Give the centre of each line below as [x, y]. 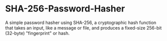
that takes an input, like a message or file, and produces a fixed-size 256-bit [83, 27]
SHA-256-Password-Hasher [65, 9]
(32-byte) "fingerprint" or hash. [37, 33]
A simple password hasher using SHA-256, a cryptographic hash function [81, 22]
